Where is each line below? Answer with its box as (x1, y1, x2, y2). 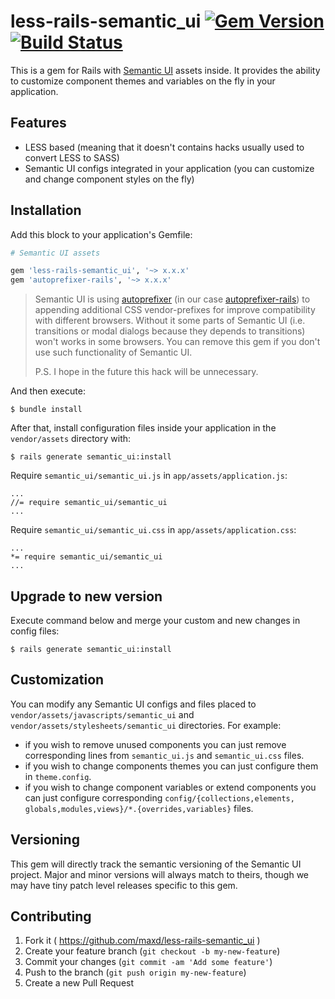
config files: (10, 625, 60, 637)
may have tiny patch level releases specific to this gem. (10, 879, 238, 891)
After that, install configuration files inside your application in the (10, 422, 277, 434)
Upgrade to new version (10, 588, 163, 605)
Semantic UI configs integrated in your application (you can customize (24, 162, 315, 174)
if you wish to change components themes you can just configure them (24, 760, 319, 772)
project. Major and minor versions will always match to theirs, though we (10, 868, 310, 880)
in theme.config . (24, 770, 92, 782)
